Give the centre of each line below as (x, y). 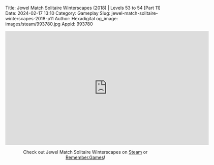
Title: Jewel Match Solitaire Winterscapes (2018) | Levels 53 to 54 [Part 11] (83, 8)
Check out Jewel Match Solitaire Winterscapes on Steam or (85, 152)
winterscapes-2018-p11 (30, 18)
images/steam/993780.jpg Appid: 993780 (49, 24)
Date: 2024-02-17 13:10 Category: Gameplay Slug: (58, 13)
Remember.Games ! (85, 157)
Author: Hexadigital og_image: (87, 18)
